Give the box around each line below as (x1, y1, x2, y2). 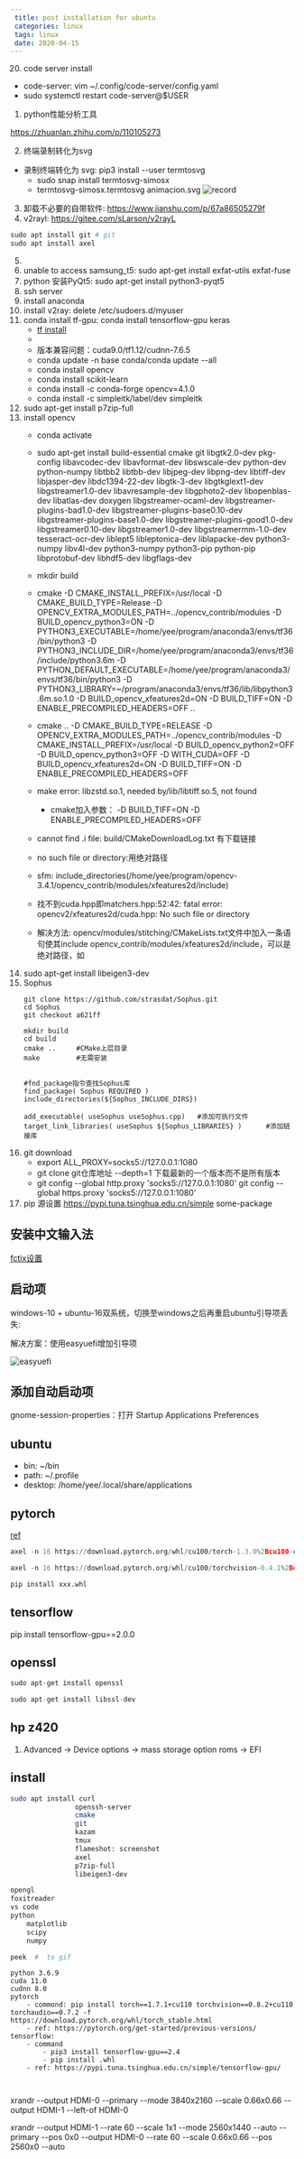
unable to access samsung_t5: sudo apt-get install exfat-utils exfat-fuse (23, 265, 291, 275)
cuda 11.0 (10, 1977, 48, 1986)
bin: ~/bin (23, 1460, 60, 1471)
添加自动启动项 (10, 1385, 94, 1400)
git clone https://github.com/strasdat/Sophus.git (23, 995, 218, 1004)
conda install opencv (36, 365, 115, 375)
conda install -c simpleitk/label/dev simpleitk (36, 394, 203, 403)
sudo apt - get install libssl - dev (10, 1695, 136, 1704)
